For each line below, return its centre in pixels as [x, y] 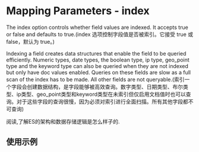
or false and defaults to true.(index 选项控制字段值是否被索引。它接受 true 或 [100, 34]
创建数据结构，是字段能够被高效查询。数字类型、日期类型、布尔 [105, 86]
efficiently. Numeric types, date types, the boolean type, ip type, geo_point [98, 60]
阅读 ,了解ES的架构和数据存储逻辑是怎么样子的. [63, 121]
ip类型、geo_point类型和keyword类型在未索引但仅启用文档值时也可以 [101, 94]
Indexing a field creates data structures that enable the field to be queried [96, 53]
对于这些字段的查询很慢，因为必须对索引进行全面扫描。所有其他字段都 [102, 101]
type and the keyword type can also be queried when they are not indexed [97, 66]
